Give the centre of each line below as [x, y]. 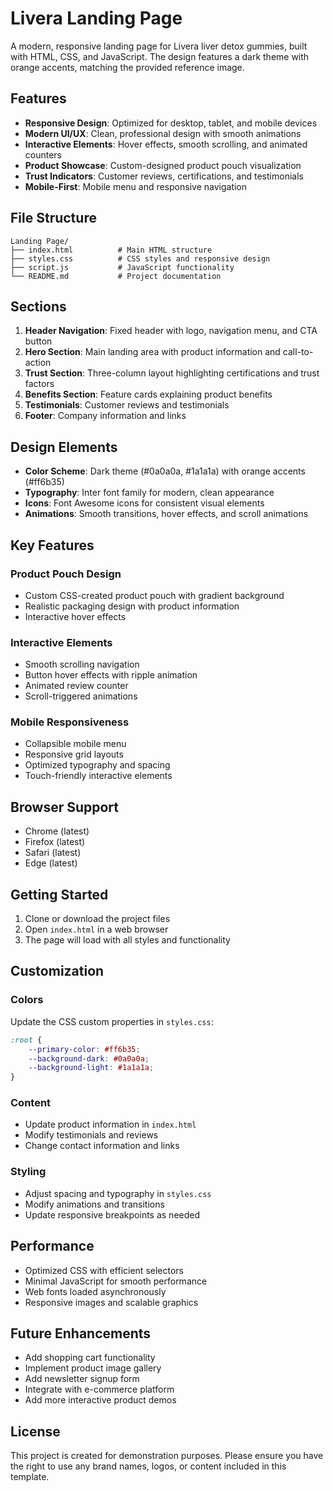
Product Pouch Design [66, 574]
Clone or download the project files [97, 919]
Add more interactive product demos [100, 1400]
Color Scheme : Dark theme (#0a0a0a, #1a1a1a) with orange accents [165, 471]
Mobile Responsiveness [70, 722]
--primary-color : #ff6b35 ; [84, 1049]
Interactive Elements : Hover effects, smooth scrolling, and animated [166, 144]
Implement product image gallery [93, 1368]
